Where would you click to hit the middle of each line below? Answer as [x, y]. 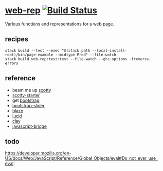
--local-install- [110, 50]
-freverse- [140, 59]
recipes [17, 39]
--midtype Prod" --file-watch [86, 55]
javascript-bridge [29, 126]
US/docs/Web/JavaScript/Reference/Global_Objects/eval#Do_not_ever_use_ [81, 158]
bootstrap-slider [28, 105]
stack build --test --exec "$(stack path [48, 50]
